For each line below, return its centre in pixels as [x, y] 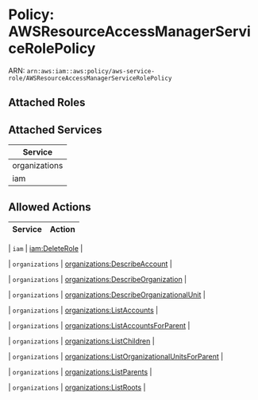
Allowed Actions [50, 207]
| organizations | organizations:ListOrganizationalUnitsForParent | [116, 356]
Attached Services [55, 129]
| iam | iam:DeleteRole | [46, 248]
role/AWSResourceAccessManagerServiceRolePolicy [90, 78]
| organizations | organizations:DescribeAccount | [90, 264]
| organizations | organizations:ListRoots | [77, 387]
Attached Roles [47, 102]
